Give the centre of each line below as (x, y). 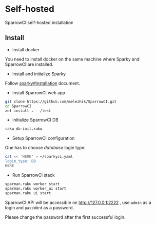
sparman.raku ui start (28, 193)
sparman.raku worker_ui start (36, 188)
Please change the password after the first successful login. (65, 217)
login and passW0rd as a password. (39, 207)
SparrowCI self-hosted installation (39, 22)
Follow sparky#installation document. (43, 83)
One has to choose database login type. (46, 148)
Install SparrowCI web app (39, 92)
